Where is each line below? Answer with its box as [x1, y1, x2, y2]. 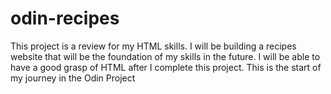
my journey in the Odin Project [10, 72, 136, 84]
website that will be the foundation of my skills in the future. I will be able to [10, 50, 321, 62]
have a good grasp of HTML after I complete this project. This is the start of [10, 61, 322, 73]
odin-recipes [10, 7, 120, 30]
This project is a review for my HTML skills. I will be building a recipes [10, 40, 297, 52]
